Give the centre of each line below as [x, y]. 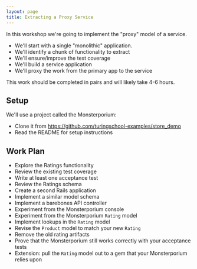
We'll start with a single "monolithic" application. [73, 46]
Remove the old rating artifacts [52, 235]
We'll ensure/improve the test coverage [63, 58]
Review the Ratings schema [48, 184]
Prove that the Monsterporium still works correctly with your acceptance [103, 241]
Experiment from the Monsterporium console [69, 209]
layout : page [22, 12]
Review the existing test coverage [56, 171]
